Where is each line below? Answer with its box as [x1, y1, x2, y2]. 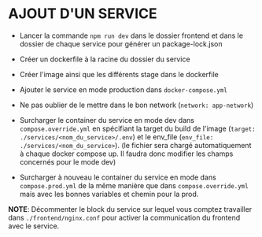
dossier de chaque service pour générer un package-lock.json [19, 39, 223, 48]
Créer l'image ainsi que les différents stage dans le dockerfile [19, 69, 219, 79]
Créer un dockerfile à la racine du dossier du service [19, 54, 190, 64]
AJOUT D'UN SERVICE [8, 5, 157, 23]
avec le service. [8, 221, 60, 231]
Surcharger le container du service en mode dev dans [19, 115, 195, 124]
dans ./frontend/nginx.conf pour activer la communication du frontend [8, 213, 241, 222]
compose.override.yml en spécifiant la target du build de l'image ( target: [19, 124, 256, 133]
